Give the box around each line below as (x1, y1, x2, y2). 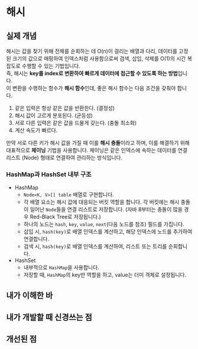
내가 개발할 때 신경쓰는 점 (6, 312, 93, 322)
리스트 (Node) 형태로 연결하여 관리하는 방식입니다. (6, 154, 123, 161)
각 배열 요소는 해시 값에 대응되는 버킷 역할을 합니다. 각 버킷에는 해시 (23, 199, 180, 206)
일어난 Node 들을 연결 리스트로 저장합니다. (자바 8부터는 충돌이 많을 (30, 206, 183, 213)
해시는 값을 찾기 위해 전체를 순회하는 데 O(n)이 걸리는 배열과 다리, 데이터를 (6, 48, 177, 54)
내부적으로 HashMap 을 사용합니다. (23, 264, 99, 271)
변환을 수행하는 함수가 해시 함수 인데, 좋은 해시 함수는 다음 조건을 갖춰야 (12, 85, 176, 92)
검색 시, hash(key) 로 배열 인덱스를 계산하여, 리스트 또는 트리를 (23, 243, 167, 250)
